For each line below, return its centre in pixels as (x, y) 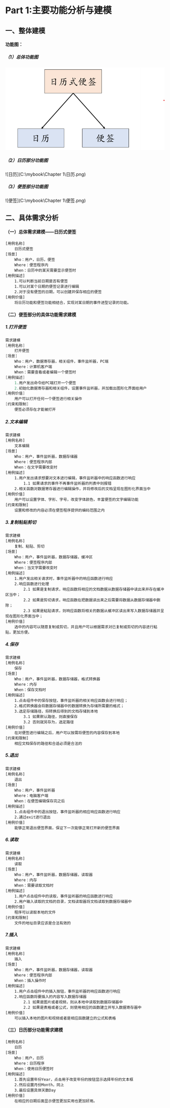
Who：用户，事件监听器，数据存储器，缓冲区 (54, 557)
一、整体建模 (25, 31)
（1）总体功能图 (22, 57)
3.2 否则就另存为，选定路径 (49, 722)
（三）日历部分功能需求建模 (34, 1030)
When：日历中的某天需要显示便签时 (45, 271)
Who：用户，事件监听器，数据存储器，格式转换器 (57, 679)
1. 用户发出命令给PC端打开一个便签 (45, 383)
